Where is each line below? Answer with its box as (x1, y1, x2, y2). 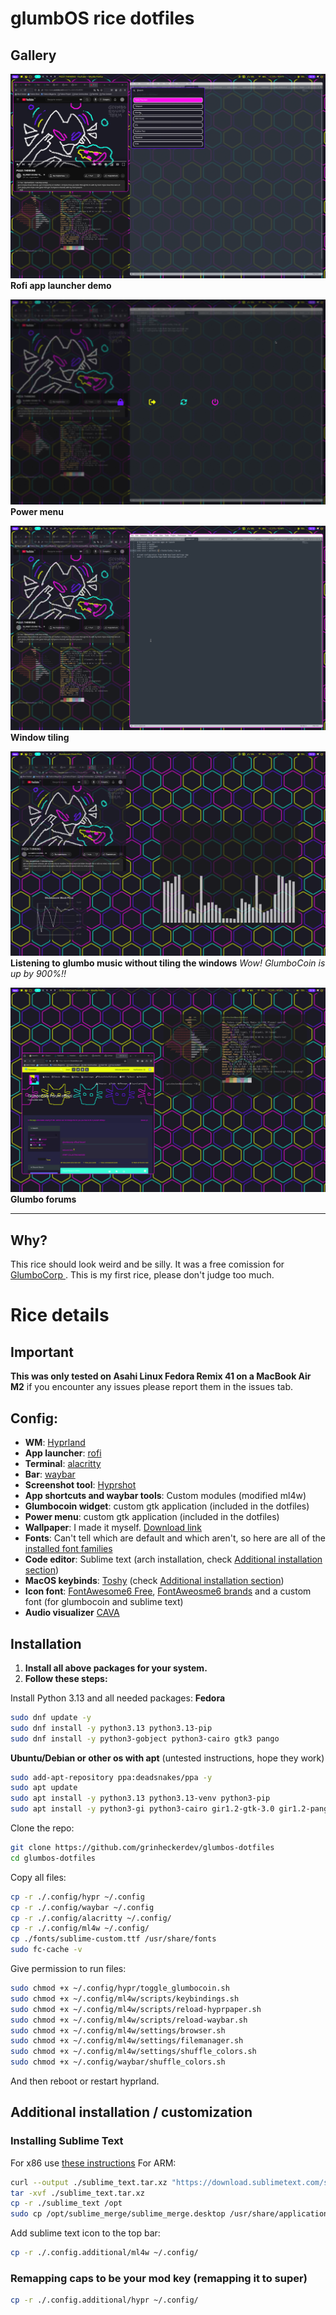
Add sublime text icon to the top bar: (10, 2227, 161, 2239)
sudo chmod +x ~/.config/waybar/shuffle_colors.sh (10, 2057, 226, 2067)
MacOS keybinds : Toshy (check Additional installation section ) (24, 1575, 285, 1587)
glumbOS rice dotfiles (10, 7, 195, 30)
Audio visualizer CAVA (24, 1607, 120, 1619)
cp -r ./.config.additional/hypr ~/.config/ (10, 2295, 199, 2306)
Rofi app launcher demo (10, 280, 112, 292)
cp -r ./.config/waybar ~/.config (10, 1902, 155, 1912)
